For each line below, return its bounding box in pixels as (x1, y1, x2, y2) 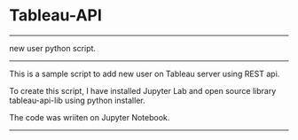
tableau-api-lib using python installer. (9, 95, 145, 105)
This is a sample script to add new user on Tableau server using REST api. (9, 68, 280, 79)
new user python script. (9, 43, 96, 53)
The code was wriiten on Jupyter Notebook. (9, 112, 170, 122)
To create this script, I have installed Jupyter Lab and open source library (9, 85, 277, 96)
